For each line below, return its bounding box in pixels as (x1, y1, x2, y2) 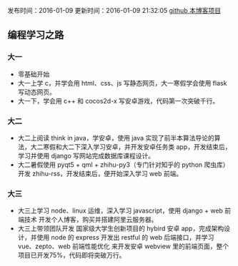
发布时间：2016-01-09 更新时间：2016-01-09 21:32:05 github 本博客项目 (7, 6, 222, 14)
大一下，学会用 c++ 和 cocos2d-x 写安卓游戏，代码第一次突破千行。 (17, 96, 219, 105)
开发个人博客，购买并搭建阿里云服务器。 (38, 215, 158, 224)
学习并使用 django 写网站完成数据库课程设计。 (17, 151, 155, 160)
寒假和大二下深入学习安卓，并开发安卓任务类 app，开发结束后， (42, 142, 232, 151)
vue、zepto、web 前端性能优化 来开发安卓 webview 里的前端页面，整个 (17, 242, 229, 251)
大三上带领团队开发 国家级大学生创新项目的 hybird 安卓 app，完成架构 (17, 224, 224, 233)
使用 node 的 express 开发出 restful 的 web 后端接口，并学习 (36, 233, 214, 242)
